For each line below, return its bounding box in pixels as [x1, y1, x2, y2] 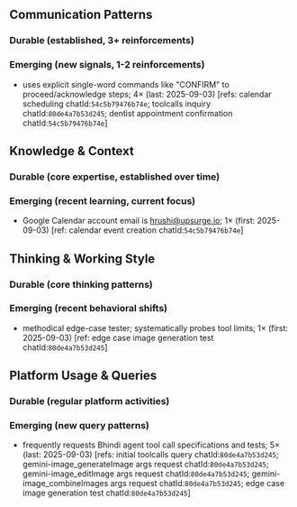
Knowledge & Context [9, 143, 135, 159]
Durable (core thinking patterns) [9, 278, 153, 290]
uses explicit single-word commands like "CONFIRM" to [22, 78, 229, 89]
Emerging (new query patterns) [9, 419, 150, 432]
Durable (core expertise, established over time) [9, 171, 220, 183]
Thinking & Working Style [9, 251, 156, 266]
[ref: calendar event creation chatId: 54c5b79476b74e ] [50, 225, 244, 235]
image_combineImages [22, 478, 109, 489]
